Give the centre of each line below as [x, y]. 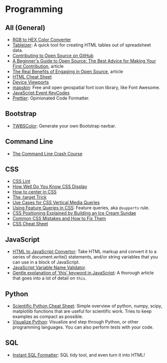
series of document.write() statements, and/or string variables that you [85, 257]
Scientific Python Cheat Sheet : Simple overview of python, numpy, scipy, [87, 306]
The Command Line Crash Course [47, 153]
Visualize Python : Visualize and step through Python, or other [75, 322]
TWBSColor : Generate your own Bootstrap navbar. [64, 125]
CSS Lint [21, 181]
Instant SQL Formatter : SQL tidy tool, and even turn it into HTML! [79, 355]
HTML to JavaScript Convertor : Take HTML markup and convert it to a [84, 251]
